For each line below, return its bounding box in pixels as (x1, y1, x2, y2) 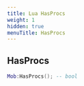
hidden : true (7, 23, 44, 30)
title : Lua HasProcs (7, 10, 66, 17)
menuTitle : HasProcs (7, 29, 66, 36)
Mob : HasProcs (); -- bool (7, 73, 78, 80)
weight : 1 (7, 17, 36, 23)
